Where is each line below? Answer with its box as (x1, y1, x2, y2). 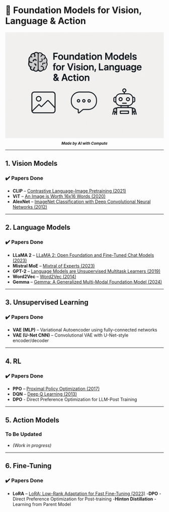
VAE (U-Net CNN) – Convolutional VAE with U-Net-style (12, 332, 129, 338)
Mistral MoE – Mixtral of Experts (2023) (12, 263, 95, 269)
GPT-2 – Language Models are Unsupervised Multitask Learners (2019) (12, 268, 161, 274)
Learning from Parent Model (12, 501, 71, 507)
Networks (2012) (12, 204, 48, 210)
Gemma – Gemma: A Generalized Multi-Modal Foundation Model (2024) (12, 279, 162, 285)
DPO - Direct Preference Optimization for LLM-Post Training (12, 397, 137, 403)
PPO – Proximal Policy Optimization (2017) (12, 386, 100, 392)
